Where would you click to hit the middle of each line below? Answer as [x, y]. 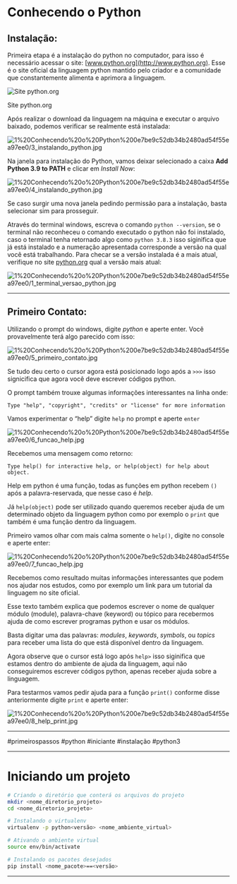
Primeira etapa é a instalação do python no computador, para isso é [106, 55]
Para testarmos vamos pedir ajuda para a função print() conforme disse [114, 692]
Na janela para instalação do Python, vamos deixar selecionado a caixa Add [118, 161]
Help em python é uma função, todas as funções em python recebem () [112, 485]
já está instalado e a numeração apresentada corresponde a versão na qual [117, 247]
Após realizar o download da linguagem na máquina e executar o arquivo [114, 119]
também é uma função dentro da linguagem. [72, 521]
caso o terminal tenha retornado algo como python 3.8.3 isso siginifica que [117, 240]
